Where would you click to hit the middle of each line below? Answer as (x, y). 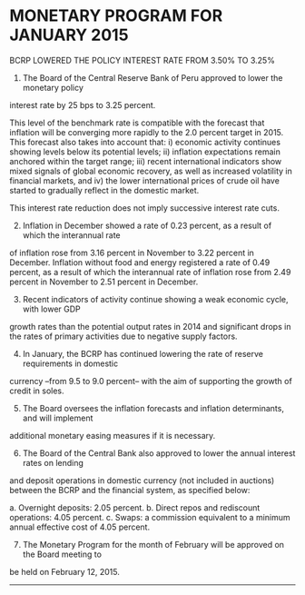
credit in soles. (37, 391)
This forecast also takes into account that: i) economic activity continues (145, 142)
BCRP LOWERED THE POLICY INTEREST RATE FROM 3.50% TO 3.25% (142, 60)
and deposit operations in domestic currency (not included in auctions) (142, 480)
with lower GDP (52, 309)
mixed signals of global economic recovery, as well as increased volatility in (151, 171)
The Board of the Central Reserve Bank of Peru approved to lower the (152, 77)
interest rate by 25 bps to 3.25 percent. (83, 104)
